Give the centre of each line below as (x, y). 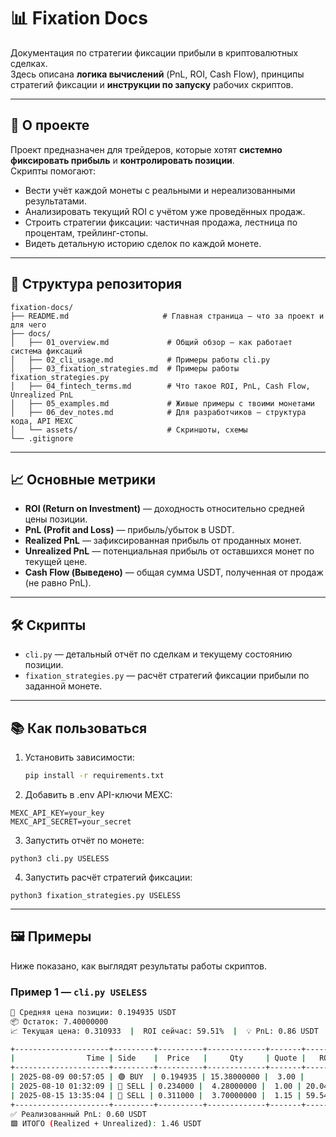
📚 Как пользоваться (79, 728)
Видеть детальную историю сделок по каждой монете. (143, 243)
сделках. (29, 63)
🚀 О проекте (50, 125)
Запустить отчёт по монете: (84, 840)
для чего (28, 325)
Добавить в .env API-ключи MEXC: (98, 794)
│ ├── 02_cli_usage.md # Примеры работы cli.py (140, 360)
